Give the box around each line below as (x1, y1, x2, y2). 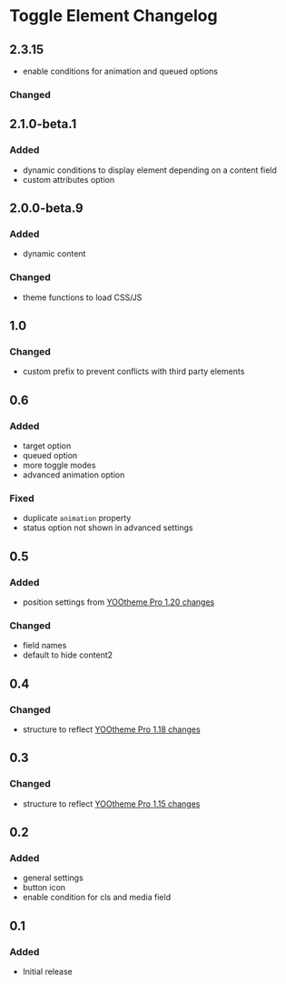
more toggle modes (22, 459, 96, 470)
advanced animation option (22, 469, 125, 480)
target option (22, 440, 72, 451)
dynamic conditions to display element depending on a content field (22, 165, 277, 176)
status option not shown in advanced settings (22, 522, 193, 533)
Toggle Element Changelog (9, 5, 218, 26)
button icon (22, 882, 66, 893)
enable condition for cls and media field (22, 892, 171, 903)
